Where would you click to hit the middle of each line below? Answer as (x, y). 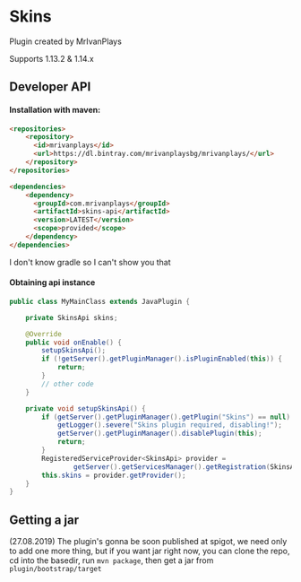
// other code (68, 384)
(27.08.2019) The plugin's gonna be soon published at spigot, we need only (148, 542)
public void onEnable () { (74, 343)
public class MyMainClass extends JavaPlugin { (100, 301)
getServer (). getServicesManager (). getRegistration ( (172, 467)
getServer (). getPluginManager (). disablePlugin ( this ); (159, 434)
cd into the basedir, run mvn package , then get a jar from (112, 560)
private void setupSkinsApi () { (86, 408)
